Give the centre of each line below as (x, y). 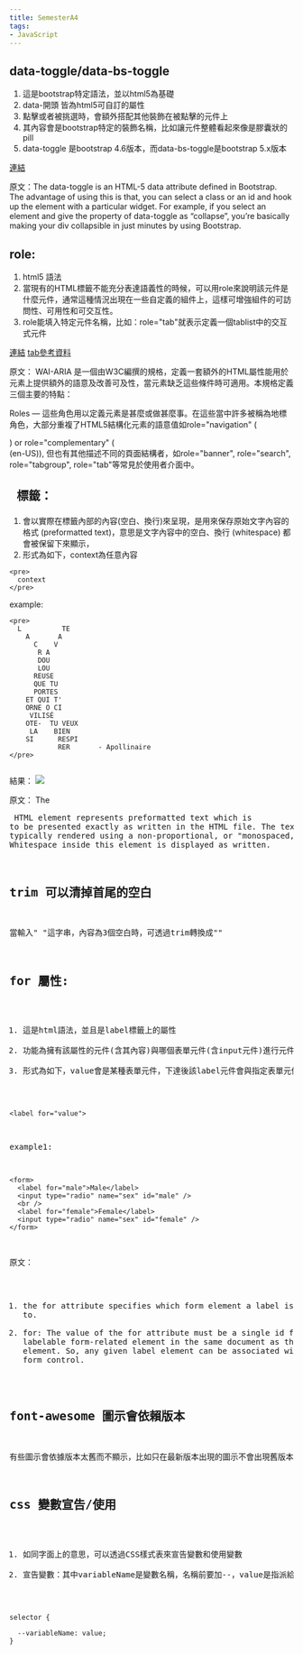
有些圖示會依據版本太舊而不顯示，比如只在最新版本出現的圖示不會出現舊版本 (151, 1456)
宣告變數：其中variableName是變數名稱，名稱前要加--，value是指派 (154, 1574)
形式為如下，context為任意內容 (80, 555)
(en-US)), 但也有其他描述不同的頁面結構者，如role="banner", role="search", (150, 453)
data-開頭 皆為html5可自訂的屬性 (83, 106)
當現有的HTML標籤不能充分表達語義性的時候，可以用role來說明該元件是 (155, 288)
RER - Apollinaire (104, 748)
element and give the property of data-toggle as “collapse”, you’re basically (150, 216)
